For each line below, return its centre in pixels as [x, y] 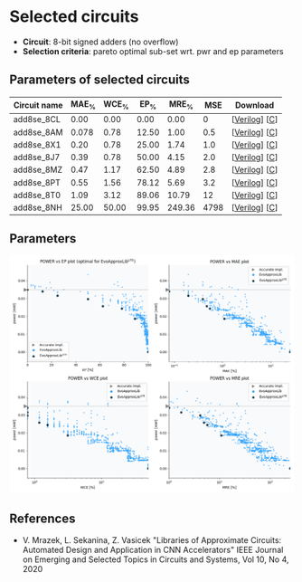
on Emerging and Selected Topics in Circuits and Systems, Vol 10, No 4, [156, 559]
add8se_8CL [37, 119]
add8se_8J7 [37, 157]
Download [255, 105]
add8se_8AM [38, 132]
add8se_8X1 [37, 144]
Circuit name [38, 105]
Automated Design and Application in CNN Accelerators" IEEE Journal [153, 550]
